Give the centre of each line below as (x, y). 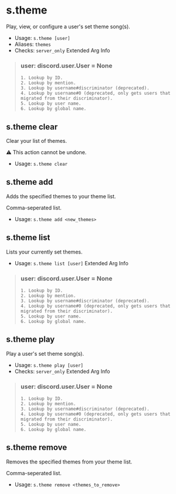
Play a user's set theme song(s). (45, 353)
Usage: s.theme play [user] (49, 365)
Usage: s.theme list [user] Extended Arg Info (72, 263)
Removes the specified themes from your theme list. (69, 462)
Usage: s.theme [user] (42, 38)
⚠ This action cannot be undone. (46, 152)
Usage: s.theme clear (41, 164)
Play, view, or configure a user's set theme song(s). (68, 26)
